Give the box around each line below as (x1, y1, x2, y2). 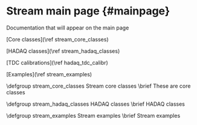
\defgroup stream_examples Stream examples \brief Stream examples (6, 112, 181, 119)
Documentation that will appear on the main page (6, 24, 129, 31)
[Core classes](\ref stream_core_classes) (6, 35, 109, 43)
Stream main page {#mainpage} (6, 4, 170, 18)
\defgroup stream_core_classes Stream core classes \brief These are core (6, 82, 191, 90)
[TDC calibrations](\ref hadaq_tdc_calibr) (6, 59, 109, 66)
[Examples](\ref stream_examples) (6, 70, 92, 78)
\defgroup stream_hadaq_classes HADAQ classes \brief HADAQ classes (6, 100, 186, 108)
